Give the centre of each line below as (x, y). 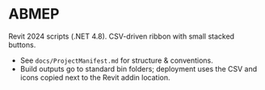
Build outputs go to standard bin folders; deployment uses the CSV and (139, 68)
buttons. (22, 44)
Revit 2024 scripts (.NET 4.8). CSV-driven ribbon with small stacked (122, 36)
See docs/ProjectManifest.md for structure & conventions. (117, 60)
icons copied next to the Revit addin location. (95, 77)
